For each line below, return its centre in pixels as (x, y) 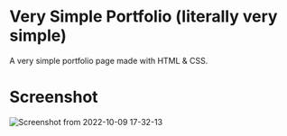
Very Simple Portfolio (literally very (143, 17)
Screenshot (54, 97)
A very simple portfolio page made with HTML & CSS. (109, 60)
